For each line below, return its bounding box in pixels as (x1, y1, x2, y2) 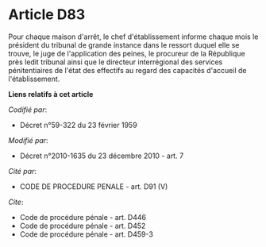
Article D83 (8, 6, 86, 24)
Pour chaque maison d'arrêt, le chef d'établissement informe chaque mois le (8, 32, 259, 41)
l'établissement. (8, 74, 60, 83)
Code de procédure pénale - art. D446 (19, 212, 147, 222)
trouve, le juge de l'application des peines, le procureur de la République (8, 48, 245, 58)
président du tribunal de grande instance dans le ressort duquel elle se (8, 40, 240, 49)
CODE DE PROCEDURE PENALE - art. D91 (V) (19, 181, 168, 191)
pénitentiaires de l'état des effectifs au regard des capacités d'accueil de (8, 65, 247, 75)
